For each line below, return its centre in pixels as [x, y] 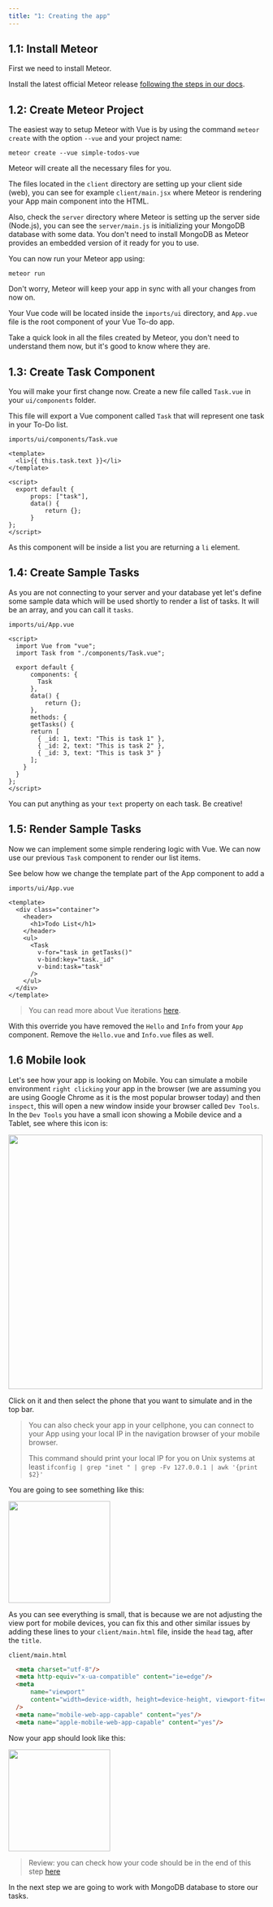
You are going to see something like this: [76, 1489]
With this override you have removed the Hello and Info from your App [126, 1026]
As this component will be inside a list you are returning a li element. [124, 547]
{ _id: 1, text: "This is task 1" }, [101, 739]
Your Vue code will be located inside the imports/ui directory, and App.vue [133, 313]
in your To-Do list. [39, 425]
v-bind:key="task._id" [76, 959]
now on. [22, 297]
